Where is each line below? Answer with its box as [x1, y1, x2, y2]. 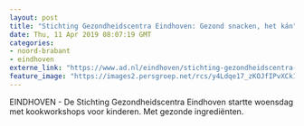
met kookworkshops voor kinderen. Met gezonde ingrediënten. [9, 105, 244, 117]
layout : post [9, 13, 59, 22]
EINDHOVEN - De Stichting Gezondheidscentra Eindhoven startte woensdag [9, 96, 294, 107]
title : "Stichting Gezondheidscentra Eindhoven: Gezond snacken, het [9, 22, 278, 31]
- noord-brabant [9, 47, 71, 56]
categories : [9, 38, 54, 48]
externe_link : [9, 64, 63, 73]
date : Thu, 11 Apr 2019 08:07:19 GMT [9, 30, 152, 39]
